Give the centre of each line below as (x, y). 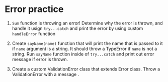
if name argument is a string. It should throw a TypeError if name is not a (85, 48)
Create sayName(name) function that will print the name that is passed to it (87, 43)
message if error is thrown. (40, 59)
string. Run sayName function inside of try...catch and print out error (83, 54)
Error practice (34, 9)
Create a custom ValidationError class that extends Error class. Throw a (86, 69)
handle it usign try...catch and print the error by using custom (77, 28)
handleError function (34, 33)
